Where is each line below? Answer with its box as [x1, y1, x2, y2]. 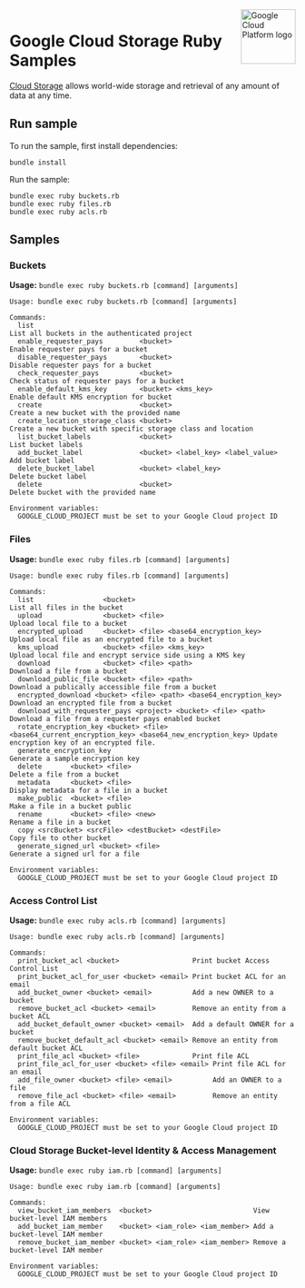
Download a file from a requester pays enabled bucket [9, 714, 221, 723]
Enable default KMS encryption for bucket [9, 392, 172, 402]
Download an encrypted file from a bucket [9, 698, 172, 708]
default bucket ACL [9, 1044, 84, 1053]
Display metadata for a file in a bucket [9, 786, 169, 795]
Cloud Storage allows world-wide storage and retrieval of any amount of [9, 80, 280, 91]
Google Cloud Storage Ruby [9, 31, 222, 52]
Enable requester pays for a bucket [9, 345, 148, 354]
